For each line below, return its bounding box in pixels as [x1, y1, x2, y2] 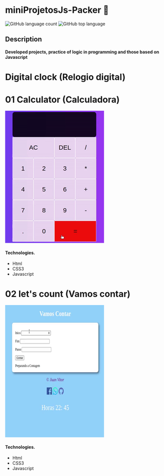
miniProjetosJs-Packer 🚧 [5, 4, 109, 16]
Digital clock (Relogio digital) [5, 72, 126, 83]
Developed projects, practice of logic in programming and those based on [5, 49, 160, 55]
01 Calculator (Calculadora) [5, 94, 120, 105]
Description [5, 35, 42, 43]
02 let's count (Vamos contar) [5, 289, 131, 300]
